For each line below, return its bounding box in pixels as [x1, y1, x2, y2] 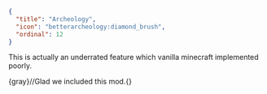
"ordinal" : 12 [15, 30, 63, 38]
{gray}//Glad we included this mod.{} [8, 77, 133, 87]
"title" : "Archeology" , [15, 15, 96, 23]
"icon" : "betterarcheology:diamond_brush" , [15, 23, 165, 31]
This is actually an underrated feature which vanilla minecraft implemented [8, 53, 259, 62]
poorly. [8, 61, 33, 70]
